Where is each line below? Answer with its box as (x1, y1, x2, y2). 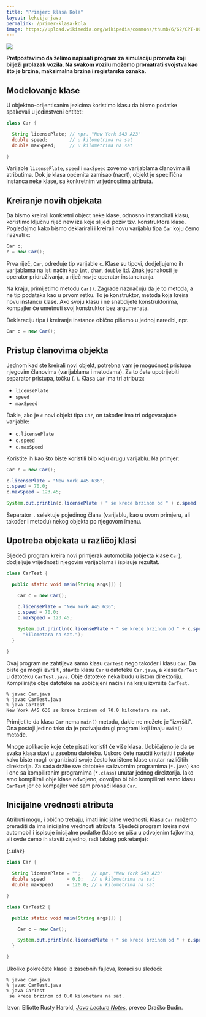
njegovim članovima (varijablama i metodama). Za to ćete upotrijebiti (6, 368, 180, 375)
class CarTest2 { (6, 903, 51, 910)
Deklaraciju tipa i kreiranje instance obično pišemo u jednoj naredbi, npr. (6, 317, 189, 323)
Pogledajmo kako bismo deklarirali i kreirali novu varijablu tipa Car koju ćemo (6, 225, 200, 232)
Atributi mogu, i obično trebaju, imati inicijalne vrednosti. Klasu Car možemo (6, 816, 197, 823)
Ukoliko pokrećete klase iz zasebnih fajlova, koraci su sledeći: (6, 965, 162, 973)
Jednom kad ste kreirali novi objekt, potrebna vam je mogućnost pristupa (6, 362, 191, 369)
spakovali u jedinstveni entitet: (6, 108, 83, 115)
